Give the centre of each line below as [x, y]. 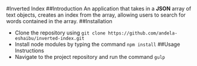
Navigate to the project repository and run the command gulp [90, 57]
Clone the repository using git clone [60, 33]
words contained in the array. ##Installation [60, 21]
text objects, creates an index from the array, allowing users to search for [96, 15]
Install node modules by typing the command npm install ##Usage [97, 44]
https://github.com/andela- [143, 33]
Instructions [29, 51]
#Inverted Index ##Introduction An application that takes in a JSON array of [99, 9]
